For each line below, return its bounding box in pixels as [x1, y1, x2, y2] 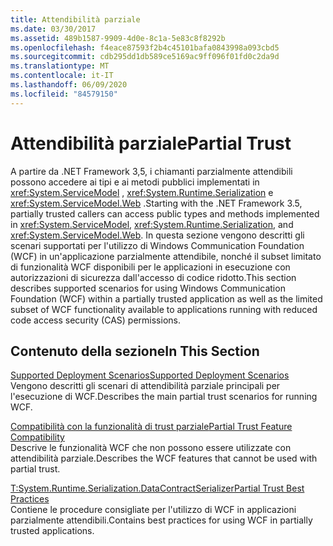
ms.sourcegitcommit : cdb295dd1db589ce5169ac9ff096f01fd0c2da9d [10, 52, 280, 62]
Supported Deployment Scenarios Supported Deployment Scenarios [10, 369, 290, 381]
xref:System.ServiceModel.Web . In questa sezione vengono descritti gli [10, 229, 305, 241]
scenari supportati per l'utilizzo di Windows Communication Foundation [10, 239, 305, 251]
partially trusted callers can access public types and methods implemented [10, 207, 320, 220]
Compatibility [10, 431, 65, 443]
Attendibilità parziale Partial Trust [10, 132, 292, 155]
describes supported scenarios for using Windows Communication [10, 282, 286, 294]
